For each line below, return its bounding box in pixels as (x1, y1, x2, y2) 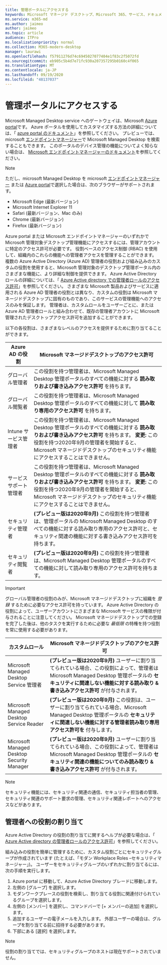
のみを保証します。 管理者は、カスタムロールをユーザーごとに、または (9, 302, 154, 308)
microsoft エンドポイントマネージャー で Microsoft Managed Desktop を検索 (5, 136, 160, 142)
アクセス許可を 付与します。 (49, 726, 115, 733)
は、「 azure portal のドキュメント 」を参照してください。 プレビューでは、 (5, 130, 158, 136)
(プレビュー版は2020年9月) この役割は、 (49, 696, 146, 703)
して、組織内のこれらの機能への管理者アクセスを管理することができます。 (5, 252, 157, 258)
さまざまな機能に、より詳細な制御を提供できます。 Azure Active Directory (5, 270, 157, 276)
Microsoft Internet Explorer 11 (12, 204, 73, 210)
